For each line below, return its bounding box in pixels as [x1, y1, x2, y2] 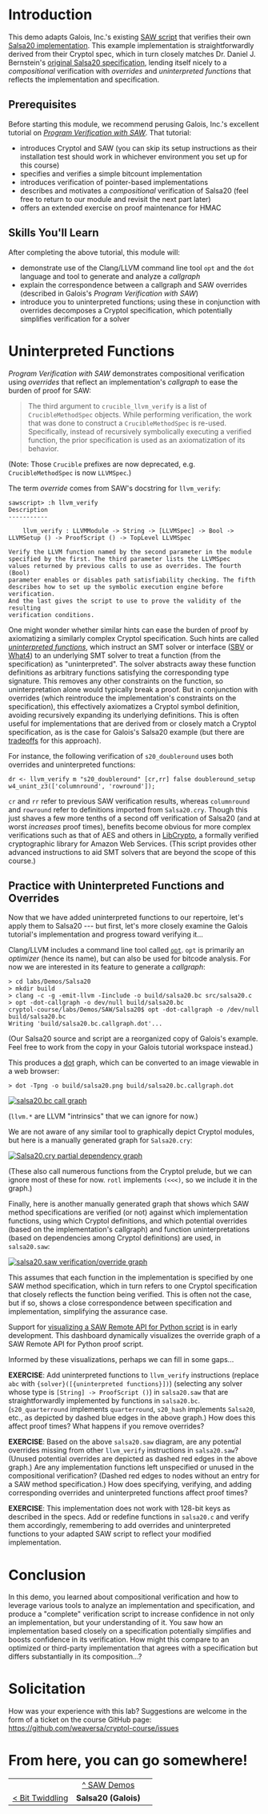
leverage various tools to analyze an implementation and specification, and [8, 1601, 255, 1610]
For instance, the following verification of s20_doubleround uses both [8, 751, 234, 760]
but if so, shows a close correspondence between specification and [8, 1298, 232, 1308]
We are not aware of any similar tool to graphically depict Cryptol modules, [8, 1127, 254, 1137]
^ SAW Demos [82, 1780, 135, 1791]
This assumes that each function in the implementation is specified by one [8, 1272, 254, 1283]
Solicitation [8, 1680, 86, 1698]
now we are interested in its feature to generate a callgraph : [8, 962, 206, 972]
